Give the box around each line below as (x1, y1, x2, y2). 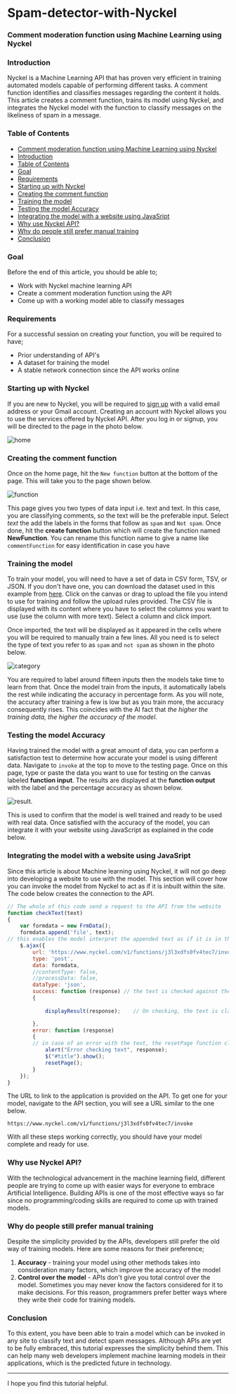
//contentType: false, (32, 968, 99, 976)
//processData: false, (32, 975, 99, 982)
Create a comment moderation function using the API (17, 289, 172, 297)
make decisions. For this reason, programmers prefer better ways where (17, 1289, 227, 1296)
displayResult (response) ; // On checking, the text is (44, 1007, 218, 1014)
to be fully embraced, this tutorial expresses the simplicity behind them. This (7, 1344, 229, 1353)
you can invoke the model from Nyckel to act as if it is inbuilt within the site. (7, 881, 226, 890)
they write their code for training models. (17, 1296, 136, 1304)
